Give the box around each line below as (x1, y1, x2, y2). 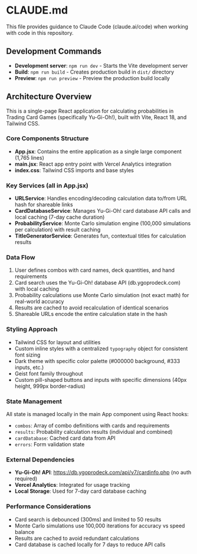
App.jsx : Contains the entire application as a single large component (14, 148, 182, 155)
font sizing (14, 351, 41, 358)
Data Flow (6, 253, 35, 262)
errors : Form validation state (14, 441, 85, 448)
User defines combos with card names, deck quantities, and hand (14, 266, 175, 274)
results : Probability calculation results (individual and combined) (14, 428, 173, 436)
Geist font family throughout (14, 370, 84, 377)
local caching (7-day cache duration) (14, 213, 105, 221)
